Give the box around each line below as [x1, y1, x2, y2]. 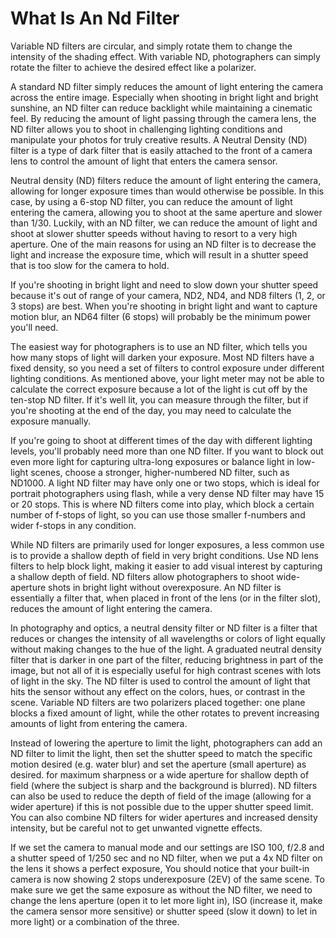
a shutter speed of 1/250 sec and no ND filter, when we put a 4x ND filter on [10, 852, 323, 864]
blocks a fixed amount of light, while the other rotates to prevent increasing [10, 707, 320, 719]
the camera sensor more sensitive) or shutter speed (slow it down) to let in [10, 905, 318, 917]
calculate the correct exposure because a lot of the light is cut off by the [10, 383, 308, 395]
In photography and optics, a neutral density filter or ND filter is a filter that [10, 622, 318, 634]
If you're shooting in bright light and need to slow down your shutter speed [10, 278, 319, 291]
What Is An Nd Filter [10, 7, 180, 30]
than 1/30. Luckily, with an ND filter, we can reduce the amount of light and [10, 217, 318, 229]
